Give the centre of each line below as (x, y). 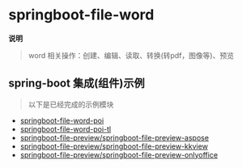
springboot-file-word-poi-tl (66, 129)
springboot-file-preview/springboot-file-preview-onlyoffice (119, 154)
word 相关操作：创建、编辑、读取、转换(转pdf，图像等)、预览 (131, 55)
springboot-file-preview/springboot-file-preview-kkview (114, 146)
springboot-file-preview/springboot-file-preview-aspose (114, 137)
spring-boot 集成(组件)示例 (76, 84)
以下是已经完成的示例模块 (71, 104)
